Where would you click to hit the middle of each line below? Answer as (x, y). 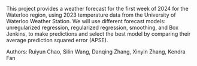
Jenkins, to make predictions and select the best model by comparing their (99, 34)
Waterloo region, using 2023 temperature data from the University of (91, 15)
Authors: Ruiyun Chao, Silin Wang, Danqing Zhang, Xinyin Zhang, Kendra (96, 52)
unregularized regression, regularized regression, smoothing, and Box (92, 27)
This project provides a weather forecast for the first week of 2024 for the (97, 9)
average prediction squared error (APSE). (57, 40)
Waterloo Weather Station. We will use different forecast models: (86, 21)
